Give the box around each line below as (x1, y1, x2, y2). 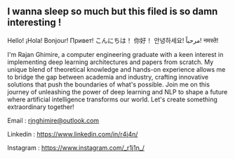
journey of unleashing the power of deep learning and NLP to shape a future (7, 87, 228, 96)
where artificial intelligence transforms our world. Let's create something (7, 95, 217, 103)
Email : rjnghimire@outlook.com (7, 116, 100, 125)
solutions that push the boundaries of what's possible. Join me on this (7, 80, 210, 89)
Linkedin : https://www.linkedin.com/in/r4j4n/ (7, 129, 138, 138)
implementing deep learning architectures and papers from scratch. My (7, 58, 214, 66)
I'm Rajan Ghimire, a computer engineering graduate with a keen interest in (7, 50, 224, 58)
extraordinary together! (7, 102, 75, 111)
